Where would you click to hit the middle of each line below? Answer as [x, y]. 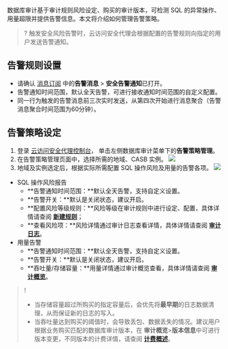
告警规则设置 [34, 65]
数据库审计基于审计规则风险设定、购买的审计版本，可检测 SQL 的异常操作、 [114, 10]
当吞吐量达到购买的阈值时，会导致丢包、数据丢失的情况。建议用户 [127, 322]
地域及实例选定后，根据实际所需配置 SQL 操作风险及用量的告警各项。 [115, 167]
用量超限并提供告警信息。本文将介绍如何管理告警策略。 [85, 19]
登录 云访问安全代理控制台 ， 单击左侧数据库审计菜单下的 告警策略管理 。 [118, 150]
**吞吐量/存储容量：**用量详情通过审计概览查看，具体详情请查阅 [118, 268]
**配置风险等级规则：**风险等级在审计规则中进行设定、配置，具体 [120, 208]
